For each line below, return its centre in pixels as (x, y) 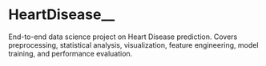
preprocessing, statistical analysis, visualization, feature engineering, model (133, 45)
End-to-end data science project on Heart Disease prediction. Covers (123, 37)
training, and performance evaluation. (71, 53)
